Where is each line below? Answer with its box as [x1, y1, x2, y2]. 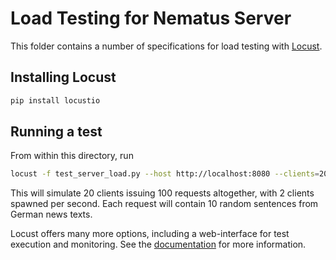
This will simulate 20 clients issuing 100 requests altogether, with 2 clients [10, 187, 315, 199]
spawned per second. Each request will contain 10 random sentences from [10, 198, 319, 210]
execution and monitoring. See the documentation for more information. [10, 238, 307, 251]
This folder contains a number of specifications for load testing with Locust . [10, 40, 323, 52]
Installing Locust [10, 69, 117, 86]
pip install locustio [10, 95, 101, 106]
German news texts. [10, 208, 93, 221]
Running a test [10, 123, 103, 141]
